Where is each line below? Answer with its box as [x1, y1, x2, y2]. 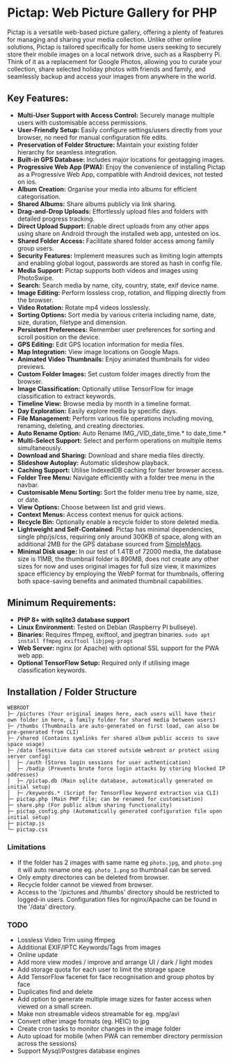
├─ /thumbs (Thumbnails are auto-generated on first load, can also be [7, 722, 219, 730]
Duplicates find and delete [17, 987, 93, 996]
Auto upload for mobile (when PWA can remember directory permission [17, 1031, 223, 1040]
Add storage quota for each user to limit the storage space [17, 965, 186, 974]
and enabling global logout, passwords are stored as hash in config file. [17, 259, 223, 267]
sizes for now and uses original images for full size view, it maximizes [17, 562, 217, 570]
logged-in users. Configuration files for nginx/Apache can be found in [17, 895, 218, 903]
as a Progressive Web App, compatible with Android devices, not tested [17, 170, 223, 178]
